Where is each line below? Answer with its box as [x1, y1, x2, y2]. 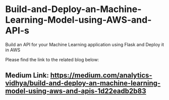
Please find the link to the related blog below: [5, 56, 99, 62]
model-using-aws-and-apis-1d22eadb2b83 [5, 87, 146, 95]
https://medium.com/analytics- [50, 71, 152, 80]
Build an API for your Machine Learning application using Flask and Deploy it [5, 41, 164, 47]
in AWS [5, 47, 21, 53]
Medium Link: [5, 71, 49, 80]
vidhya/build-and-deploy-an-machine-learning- [5, 79, 161, 87]
